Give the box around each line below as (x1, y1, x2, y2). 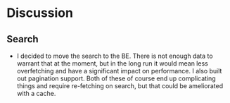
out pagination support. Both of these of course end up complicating (16, 74, 216, 83)
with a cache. (16, 90, 56, 97)
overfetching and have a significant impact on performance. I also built (16, 67, 222, 75)
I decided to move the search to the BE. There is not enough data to (16, 51, 213, 60)
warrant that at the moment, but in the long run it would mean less (16, 59, 208, 68)
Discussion (6, 5, 73, 21)
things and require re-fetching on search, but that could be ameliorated (16, 82, 223, 90)
